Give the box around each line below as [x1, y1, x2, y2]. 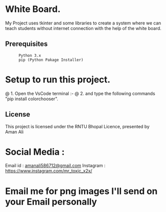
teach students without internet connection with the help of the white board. [5, 25, 162, 31]
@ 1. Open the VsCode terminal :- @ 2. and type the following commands [5, 90, 156, 96]
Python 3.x [18, 53, 41, 58]
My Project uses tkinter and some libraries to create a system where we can [5, 20, 161, 26]
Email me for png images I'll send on [5, 186, 158, 197]
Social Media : [5, 146, 65, 158]
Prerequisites [5, 40, 48, 48]
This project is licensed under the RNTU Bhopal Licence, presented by [5, 123, 150, 129]
